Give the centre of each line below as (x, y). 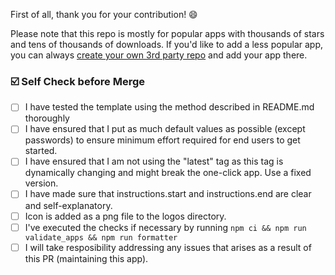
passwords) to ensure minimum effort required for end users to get (162, 140)
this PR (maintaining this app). (86, 258)
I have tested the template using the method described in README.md (169, 107)
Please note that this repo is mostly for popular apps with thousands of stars (167, 33)
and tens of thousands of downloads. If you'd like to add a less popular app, (166, 44)
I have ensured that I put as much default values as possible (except (165, 129)
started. (41, 151)
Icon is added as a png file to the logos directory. (125, 216)
